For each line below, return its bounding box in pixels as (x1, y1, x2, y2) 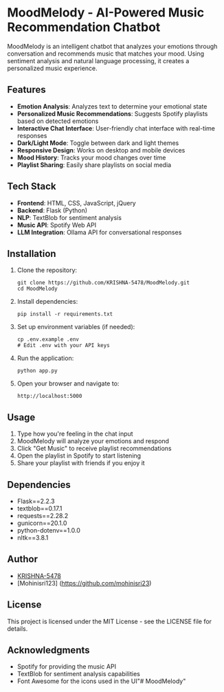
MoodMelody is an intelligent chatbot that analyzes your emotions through (7, 42, 218, 50)
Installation (7, 247, 56, 259)
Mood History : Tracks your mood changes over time (16, 153, 166, 161)
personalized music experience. (7, 64, 98, 72)
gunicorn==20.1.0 (16, 519, 67, 527)
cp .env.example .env (16, 336, 79, 343)
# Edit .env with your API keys (16, 342, 110, 349)
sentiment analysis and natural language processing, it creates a (7, 56, 190, 65)
